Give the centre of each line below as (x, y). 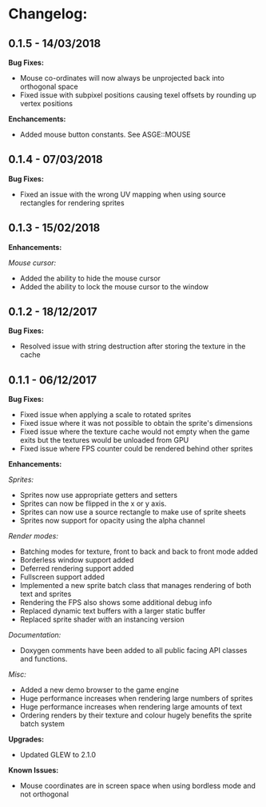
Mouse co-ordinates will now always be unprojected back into (122, 78)
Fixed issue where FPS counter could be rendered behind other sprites (136, 449)
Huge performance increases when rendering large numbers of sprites (136, 698)
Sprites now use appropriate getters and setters (99, 495)
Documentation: (35, 635)
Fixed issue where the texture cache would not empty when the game (135, 431)
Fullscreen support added (62, 577)
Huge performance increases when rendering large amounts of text (131, 707)
